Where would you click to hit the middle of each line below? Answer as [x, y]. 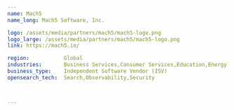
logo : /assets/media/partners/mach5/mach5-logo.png [84, 33]
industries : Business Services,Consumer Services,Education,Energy [117, 65]
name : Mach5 [25, 14]
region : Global [45, 58]
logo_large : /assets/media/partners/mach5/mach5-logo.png [94, 39]
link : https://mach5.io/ [43, 46]
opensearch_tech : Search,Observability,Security [81, 77]
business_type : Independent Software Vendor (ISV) [88, 71]
